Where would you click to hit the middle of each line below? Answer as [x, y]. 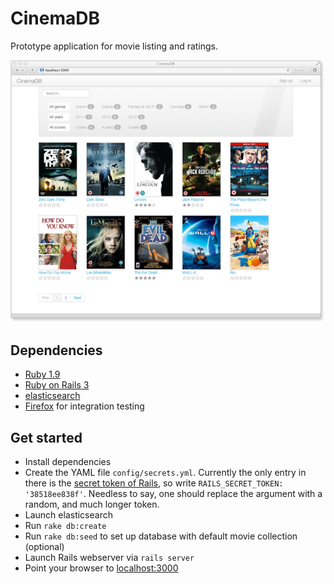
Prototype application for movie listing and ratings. [114, 46]
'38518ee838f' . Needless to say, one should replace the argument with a [173, 494]
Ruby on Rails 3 [57, 385]
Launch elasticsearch [68, 515]
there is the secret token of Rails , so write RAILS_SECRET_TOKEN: [154, 483]
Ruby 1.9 [42, 374]
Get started [46, 437]
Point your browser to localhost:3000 [101, 568]
